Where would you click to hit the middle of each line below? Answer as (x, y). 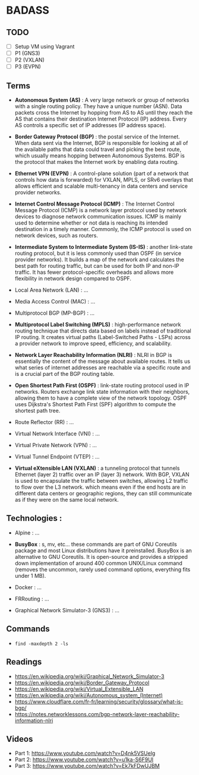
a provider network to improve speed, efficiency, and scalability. (93, 344)
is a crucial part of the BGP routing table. (64, 374)
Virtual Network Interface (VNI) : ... (57, 434)
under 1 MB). (30, 575)
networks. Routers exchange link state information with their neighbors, (102, 392)
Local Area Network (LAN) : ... (51, 290)
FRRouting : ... (32, 599)
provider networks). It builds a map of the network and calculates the (99, 260)
